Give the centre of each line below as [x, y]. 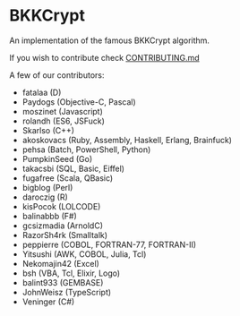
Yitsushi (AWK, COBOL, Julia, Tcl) [84, 254]
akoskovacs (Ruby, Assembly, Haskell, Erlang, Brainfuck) [127, 140]
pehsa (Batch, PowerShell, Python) [86, 149]
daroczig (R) [45, 197]
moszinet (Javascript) [62, 111]
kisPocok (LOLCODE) [61, 206]
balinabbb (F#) [50, 216]
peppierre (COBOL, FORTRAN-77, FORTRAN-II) [109, 244]
